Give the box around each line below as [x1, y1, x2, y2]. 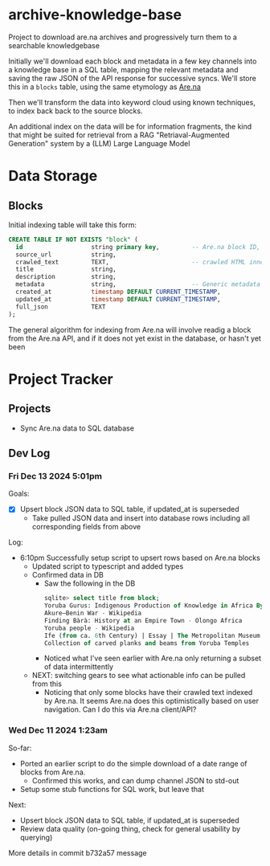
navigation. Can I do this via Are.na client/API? [43, 705, 197, 714]
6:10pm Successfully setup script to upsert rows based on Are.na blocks [19, 553, 261, 563]
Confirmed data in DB [31, 570, 104, 580]
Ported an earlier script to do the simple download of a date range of [19, 758, 247, 768]
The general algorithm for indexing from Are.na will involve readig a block [8, 325, 252, 334]
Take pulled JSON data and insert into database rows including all [31, 513, 251, 523]
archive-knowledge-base [8, 6, 182, 24]
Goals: [8, 488, 30, 499]
